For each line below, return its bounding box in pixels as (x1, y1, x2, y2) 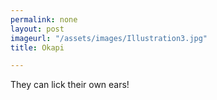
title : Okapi (10, 42, 65, 53)
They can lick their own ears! (10, 79, 130, 91)
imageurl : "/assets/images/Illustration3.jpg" (10, 33, 208, 43)
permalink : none (10, 14, 78, 25)
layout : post (10, 24, 65, 34)
